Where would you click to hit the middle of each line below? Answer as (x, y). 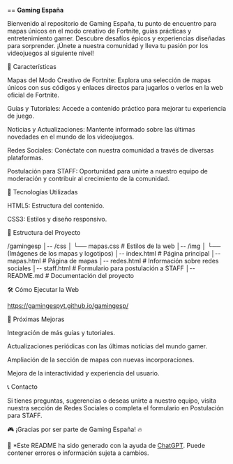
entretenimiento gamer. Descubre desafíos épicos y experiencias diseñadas (116, 38)
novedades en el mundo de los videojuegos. (71, 137)
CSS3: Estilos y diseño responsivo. (57, 219)
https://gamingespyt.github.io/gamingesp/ (68, 306)
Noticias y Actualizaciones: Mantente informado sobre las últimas (101, 129)
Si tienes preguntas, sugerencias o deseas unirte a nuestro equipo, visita (112, 401)
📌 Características (32, 67)
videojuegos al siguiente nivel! (51, 53)
